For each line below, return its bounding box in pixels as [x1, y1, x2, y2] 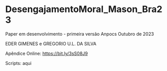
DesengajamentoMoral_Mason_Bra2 [5, 4, 162, 15]
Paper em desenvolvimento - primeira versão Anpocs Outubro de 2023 [5, 31, 154, 37]
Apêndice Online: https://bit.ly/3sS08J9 [5, 50, 88, 56]
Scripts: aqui [5, 60, 32, 66]
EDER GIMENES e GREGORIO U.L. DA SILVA [5, 40, 96, 46]
